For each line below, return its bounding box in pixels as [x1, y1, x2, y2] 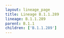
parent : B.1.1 [5, 21, 35, 26]
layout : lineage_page [5, 7, 50, 12]
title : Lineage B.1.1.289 [5, 12, 59, 17]
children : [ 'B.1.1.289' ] [5, 26, 57, 31]
